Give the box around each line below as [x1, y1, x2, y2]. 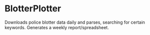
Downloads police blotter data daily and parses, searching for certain [4, 19, 145, 25]
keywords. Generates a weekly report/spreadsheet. [4, 24, 109, 30]
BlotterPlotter [4, 3, 61, 14]
